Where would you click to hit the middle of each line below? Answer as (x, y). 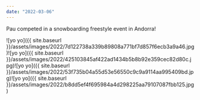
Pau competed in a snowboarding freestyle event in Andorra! (81, 29)
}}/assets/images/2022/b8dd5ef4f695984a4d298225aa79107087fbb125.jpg (100, 85)
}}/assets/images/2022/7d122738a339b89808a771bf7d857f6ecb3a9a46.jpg (100, 46)
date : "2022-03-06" (30, 12)
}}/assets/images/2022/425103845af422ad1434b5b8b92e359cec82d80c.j (99, 59)
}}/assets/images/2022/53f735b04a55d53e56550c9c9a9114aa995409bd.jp (100, 71)
